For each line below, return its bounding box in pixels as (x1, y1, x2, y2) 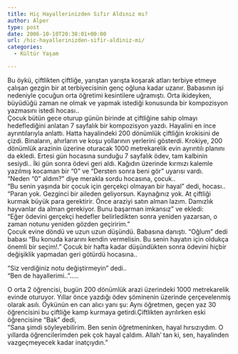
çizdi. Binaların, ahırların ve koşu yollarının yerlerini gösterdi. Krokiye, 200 (7, 136, 223, 145)
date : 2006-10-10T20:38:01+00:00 (7, 30, 107, 38)
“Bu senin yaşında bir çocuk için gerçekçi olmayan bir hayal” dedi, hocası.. (7, 182, 226, 190)
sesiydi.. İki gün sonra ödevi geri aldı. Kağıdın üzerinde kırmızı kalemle (7, 159, 213, 167)
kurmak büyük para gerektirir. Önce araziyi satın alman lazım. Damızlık (7, 197, 214, 205)
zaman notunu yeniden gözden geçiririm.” (7, 219, 130, 228)
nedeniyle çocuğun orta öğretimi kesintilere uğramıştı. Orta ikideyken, (7, 90, 212, 100)
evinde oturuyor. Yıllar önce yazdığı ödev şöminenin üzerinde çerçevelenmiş (7, 293, 232, 301)
